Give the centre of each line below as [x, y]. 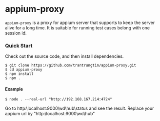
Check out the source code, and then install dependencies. [64, 56]
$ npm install [20, 74]
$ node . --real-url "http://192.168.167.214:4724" [59, 99]
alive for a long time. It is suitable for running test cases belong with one [78, 27]
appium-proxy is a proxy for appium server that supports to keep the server [80, 23]
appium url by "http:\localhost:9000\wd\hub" [50, 114]
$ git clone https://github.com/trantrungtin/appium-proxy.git [71, 65]
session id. [16, 33]
